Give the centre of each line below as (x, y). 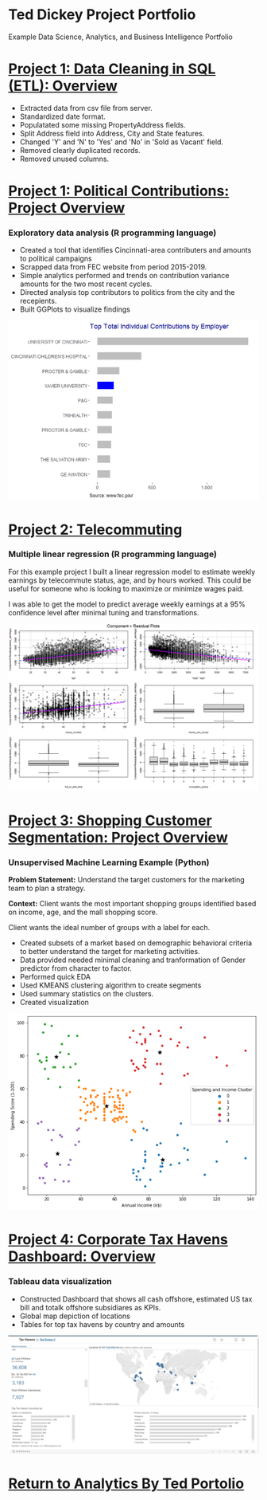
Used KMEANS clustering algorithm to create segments (110, 985)
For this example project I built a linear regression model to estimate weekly (132, 571)
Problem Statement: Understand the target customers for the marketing (126, 880)
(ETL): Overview (63, 86)
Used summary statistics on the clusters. (87, 993)
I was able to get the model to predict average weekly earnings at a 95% (127, 604)
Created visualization (54, 1002)
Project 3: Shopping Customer (110, 821)
